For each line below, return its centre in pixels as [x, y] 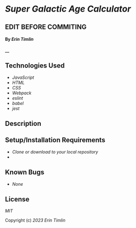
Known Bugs [25, 172]
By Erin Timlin [19, 39]
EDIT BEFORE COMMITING [46, 27]
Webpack [22, 93]
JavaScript [23, 77]
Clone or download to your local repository [55, 152]
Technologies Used [35, 66]
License [17, 199]
